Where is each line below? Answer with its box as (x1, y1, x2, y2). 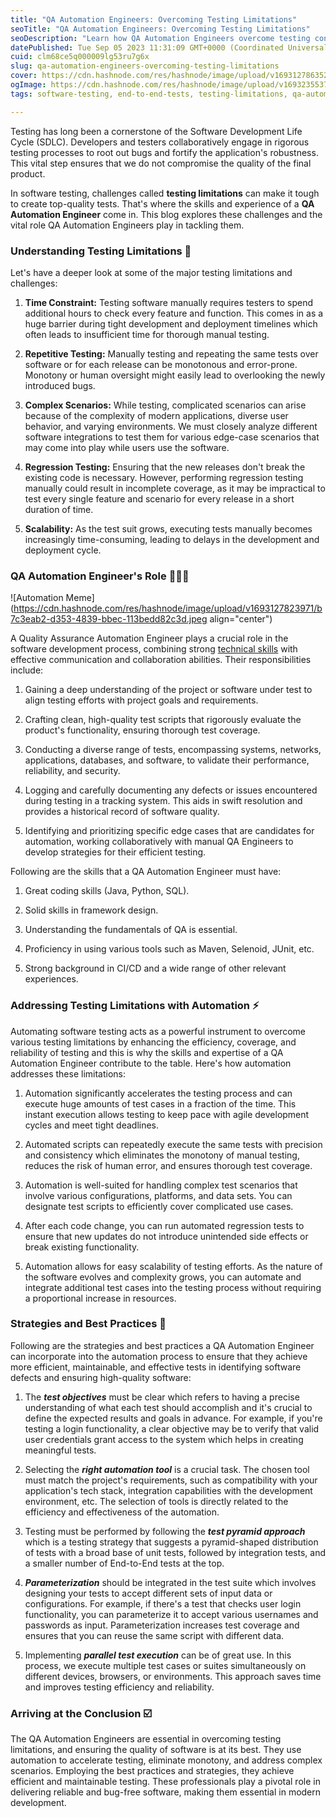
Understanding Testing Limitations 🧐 (10, 244, 192, 258)
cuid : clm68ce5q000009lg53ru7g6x (10, 52, 150, 62)
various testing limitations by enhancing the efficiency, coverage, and (10, 1036, 297, 1048)
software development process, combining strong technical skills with (10, 643, 298, 655)
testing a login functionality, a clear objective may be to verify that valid (24, 1422, 320, 1435)
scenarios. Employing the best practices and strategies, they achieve (10, 1765, 295, 1777)
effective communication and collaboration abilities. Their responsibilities (10, 654, 312, 666)
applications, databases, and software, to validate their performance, (24, 754, 310, 766)
